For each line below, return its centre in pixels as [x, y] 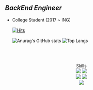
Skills [81, 66]
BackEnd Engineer [33, 8]
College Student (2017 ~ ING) [41, 20]
